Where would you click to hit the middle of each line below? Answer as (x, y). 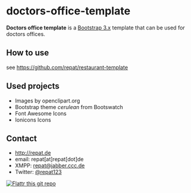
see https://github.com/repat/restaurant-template (67, 67)
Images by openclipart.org (47, 101)
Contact (22, 138)
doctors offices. (26, 34)
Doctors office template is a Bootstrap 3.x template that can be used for (96, 28)
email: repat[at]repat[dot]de (49, 159)
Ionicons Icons (33, 120)
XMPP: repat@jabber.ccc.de (50, 165)
